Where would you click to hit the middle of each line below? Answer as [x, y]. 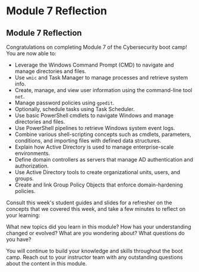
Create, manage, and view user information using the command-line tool [103, 90]
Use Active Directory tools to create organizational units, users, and [97, 172]
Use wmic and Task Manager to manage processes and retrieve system [101, 78]
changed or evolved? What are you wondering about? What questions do [96, 233]
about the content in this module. [47, 263]
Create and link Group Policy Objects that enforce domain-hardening [99, 185]
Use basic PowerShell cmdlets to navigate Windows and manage [94, 115]
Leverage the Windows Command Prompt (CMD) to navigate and [94, 65]
